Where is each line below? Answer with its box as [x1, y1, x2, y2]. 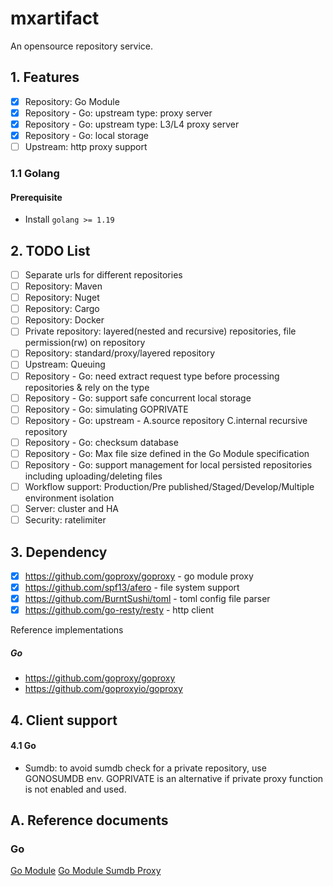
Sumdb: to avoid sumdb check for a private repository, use [24, 762, 267, 774]
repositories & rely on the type [24, 381, 150, 393]
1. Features [10, 69, 80, 86]
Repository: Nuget [24, 292, 100, 304]
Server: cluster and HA [24, 503, 119, 514]
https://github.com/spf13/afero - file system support [24, 582, 240, 593]
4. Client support [10, 712, 118, 729]
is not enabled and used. [24, 783, 127, 795]
